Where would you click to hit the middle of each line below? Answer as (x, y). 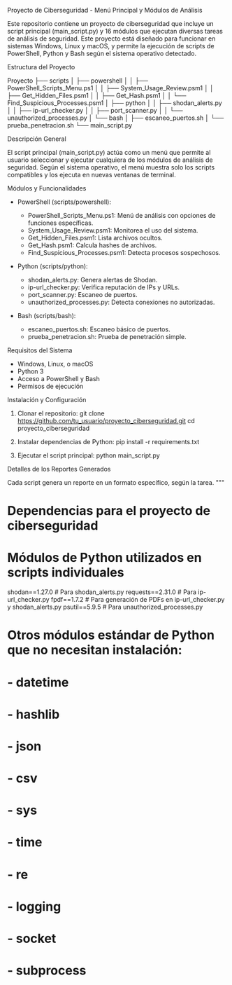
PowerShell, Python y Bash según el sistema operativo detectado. (102, 53)
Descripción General (37, 139)
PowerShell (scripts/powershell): (64, 202)
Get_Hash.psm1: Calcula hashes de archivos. (92, 245)
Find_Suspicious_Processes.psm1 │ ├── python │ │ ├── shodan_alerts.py (115, 103)
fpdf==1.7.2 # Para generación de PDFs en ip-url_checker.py (138, 600)
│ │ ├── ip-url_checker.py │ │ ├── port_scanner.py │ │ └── (95, 110)
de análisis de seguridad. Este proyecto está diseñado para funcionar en (111, 39)
